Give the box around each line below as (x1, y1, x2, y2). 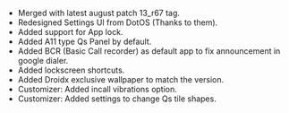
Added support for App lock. (17, 27, 123, 37)
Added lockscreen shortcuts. (17, 65, 125, 75)
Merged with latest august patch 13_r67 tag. (17, 8, 181, 18)
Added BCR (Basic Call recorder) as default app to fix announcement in (17, 46, 281, 56)
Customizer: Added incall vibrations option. (17, 84, 177, 94)
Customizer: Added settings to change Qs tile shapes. (17, 93, 217, 104)
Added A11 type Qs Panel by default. (17, 36, 152, 47)
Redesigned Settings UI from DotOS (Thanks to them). (17, 17, 218, 28)
